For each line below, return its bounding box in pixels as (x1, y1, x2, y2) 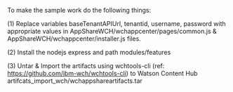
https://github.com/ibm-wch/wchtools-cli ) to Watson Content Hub (7, 70, 198, 77)
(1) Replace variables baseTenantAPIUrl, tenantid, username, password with (7, 20, 226, 27)
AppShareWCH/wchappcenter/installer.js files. (7, 34, 142, 43)
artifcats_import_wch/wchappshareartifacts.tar (7, 77, 142, 85)
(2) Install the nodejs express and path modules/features (7, 48, 171, 56)
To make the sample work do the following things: (7, 6, 152, 14)
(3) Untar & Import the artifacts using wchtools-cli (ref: (7, 62, 165, 70)
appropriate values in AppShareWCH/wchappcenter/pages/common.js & (7, 27, 217, 35)
